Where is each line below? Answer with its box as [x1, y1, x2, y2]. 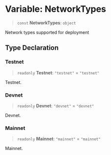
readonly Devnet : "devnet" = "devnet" [17, 103, 94, 109]
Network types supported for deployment [5, 29, 89, 35]
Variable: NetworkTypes [5, 3, 107, 15]
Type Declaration [5, 43, 59, 52]
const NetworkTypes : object [17, 20, 76, 26]
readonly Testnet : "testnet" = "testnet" [17, 70, 100, 76]
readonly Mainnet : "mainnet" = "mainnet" [17, 136, 101, 142]
